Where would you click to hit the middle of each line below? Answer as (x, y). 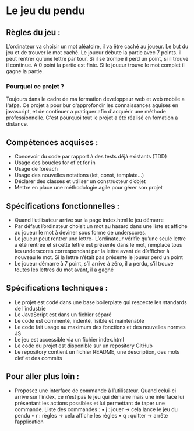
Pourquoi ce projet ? (35, 86)
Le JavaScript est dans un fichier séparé (63, 315)
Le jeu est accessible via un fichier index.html (69, 339)
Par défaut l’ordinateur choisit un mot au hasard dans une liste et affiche (101, 226)
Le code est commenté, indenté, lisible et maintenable (79, 320)
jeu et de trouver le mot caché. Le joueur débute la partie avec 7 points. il (94, 53)
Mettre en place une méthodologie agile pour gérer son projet (89, 188)
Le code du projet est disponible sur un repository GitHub (83, 346)
